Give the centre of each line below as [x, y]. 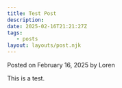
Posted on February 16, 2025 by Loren [61, 65]
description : [26, 20]
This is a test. [26, 78]
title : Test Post [32, 13]
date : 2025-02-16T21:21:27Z [47, 26]
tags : [15, 33]
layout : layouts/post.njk [44, 45]
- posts [27, 39]
